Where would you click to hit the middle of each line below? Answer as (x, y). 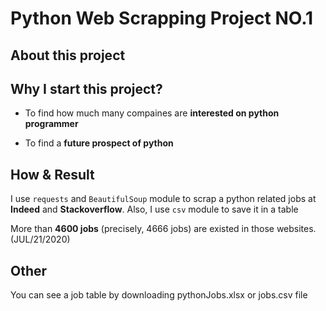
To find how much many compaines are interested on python (152, 113)
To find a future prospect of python (99, 143)
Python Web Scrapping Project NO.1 (162, 18)
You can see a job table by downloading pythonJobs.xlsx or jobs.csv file (159, 295)
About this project (68, 55)
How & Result (52, 174)
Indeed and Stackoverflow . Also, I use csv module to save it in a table (154, 209)
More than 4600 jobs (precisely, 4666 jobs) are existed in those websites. (163, 229)
